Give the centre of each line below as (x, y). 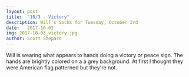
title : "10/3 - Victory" (38, 17)
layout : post (22, 11)
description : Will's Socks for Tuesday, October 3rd (72, 22)
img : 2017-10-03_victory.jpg (42, 33)
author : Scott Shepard (34, 38)
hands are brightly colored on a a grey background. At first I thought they (95, 61)
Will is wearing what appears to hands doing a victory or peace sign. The (95, 55)
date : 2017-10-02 (30, 28)
